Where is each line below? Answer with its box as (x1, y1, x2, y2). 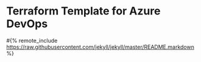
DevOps (6, 17, 48, 31)
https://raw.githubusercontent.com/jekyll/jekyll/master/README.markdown (6, 43, 195, 51)
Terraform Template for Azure (6, 4, 161, 18)
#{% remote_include (6, 37, 58, 44)
